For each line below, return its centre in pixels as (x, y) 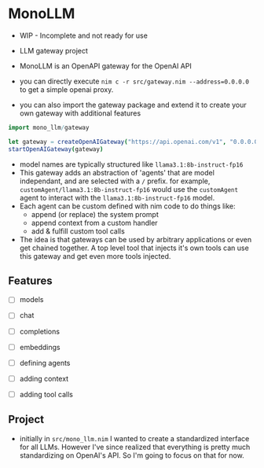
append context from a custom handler (95, 223)
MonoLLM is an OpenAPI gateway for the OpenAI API (106, 66)
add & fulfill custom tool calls (78, 231)
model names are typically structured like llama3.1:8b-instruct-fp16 (131, 164)
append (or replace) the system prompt (95, 214)
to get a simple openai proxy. (66, 89)
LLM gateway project (54, 50)
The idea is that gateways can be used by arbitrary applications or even (136, 239)
